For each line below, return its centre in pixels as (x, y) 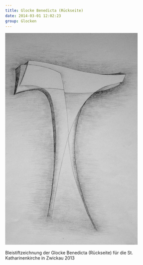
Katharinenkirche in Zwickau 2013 (40, 258)
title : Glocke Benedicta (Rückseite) (44, 10)
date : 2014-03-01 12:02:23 (33, 16)
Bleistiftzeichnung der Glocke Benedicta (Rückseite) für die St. (69, 253)
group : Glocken (21, 21)
